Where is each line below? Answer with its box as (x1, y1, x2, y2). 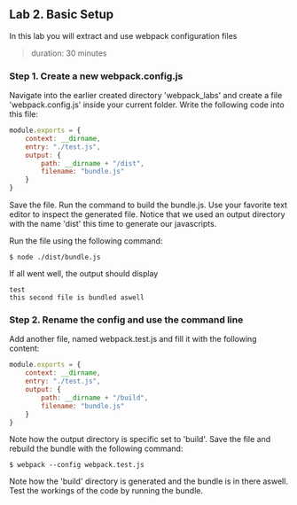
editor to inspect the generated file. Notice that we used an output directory (9, 209, 285, 220)
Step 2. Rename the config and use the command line (9, 314, 244, 326)
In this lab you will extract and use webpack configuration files (9, 30, 238, 41)
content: (9, 343, 40, 353)
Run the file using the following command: (9, 236, 163, 246)
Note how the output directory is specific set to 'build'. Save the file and (9, 434, 271, 445)
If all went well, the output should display (9, 268, 159, 279)
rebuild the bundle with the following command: (9, 443, 184, 454)
